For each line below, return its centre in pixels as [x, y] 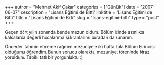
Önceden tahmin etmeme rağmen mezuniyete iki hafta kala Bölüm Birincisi [80, 47]
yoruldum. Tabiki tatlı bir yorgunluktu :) [44, 57]
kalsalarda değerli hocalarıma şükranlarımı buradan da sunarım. [69, 37]
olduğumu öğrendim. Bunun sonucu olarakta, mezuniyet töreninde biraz [77, 52]
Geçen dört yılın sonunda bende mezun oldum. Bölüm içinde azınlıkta [75, 32]
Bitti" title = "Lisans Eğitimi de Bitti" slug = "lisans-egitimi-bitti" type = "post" [82, 17]
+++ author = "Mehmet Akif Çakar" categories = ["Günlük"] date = [72, 7]
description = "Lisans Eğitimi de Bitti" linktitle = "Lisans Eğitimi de [86, 12]
